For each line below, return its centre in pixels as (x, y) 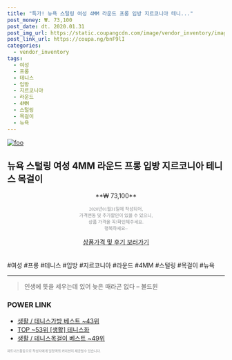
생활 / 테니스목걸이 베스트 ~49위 (61, 338)
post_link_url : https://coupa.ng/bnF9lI (66, 39)
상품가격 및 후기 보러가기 (116, 242)
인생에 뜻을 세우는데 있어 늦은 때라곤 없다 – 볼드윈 (91, 287)
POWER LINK (29, 305)
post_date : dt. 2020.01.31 (46, 26)
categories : (24, 46)
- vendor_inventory (41, 53)
